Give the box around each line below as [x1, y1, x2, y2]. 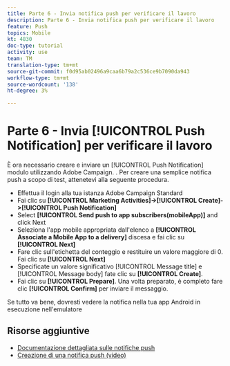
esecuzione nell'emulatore [7, 305, 83, 313]
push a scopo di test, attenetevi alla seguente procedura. [7, 176, 169, 184]
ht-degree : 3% [7, 87, 48, 94]
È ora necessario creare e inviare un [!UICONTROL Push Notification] [7, 161, 204, 170]
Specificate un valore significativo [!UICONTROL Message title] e [17, 262, 202, 271]
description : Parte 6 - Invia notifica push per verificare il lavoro [7, 17, 215, 24]
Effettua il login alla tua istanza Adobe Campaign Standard [17, 189, 183, 197]
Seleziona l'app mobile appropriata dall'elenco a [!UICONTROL [17, 226, 197, 234]
